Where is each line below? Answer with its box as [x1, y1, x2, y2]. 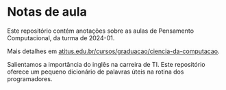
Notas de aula [7, 4, 87, 20]
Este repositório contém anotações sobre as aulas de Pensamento [7, 27, 194, 35]
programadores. [7, 74, 53, 82]
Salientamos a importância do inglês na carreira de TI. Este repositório [7, 60, 205, 68]
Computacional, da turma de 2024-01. [7, 33, 115, 42]
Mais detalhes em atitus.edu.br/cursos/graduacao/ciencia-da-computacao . [7, 47, 221, 55]
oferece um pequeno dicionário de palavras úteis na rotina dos [7, 67, 184, 76]
